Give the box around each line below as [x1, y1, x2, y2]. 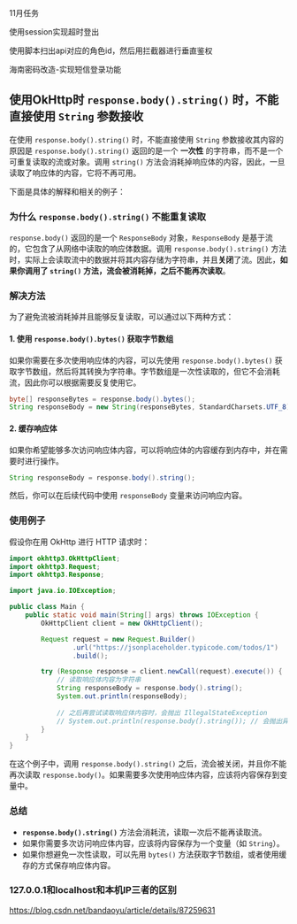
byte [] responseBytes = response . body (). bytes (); [9, 395, 196, 404]
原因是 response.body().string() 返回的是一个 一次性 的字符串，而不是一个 [9, 145, 284, 156]
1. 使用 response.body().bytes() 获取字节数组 [9, 334, 174, 343]
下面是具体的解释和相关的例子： [9, 186, 126, 196]
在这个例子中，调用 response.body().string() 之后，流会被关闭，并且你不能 [9, 758, 287, 769]
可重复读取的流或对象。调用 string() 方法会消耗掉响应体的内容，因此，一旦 [9, 156, 286, 166]
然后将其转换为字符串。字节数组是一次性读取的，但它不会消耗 [55, 366, 280, 376]
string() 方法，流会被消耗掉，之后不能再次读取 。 [49, 266, 231, 276]
